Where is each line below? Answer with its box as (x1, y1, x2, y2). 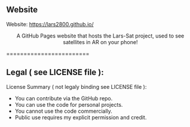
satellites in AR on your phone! (63, 38, 138, 45)
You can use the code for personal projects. (14, 101, 123, 108)
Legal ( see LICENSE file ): (6, 67, 105, 78)
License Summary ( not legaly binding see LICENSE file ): (6, 83, 147, 90)
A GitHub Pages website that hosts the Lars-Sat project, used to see (16, 32, 185, 39)
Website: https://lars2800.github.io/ (6, 20, 94, 27)
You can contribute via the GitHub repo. (14, 95, 113, 102)
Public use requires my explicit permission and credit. (14, 113, 147, 121)
